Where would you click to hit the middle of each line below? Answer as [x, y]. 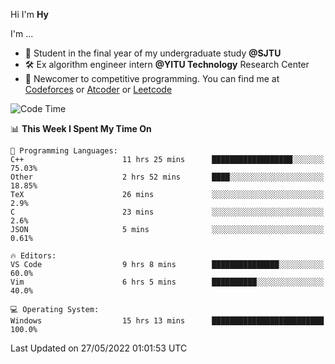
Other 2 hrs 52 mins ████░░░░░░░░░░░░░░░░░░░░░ [167, 177]
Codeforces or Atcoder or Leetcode [98, 89]
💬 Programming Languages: [64, 151]
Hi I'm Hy [29, 14]
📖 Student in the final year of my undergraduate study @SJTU [153, 53]
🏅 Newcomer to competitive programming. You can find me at [152, 78]
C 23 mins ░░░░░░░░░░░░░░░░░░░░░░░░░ [167, 212]
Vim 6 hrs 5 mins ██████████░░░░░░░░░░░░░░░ [167, 282]
